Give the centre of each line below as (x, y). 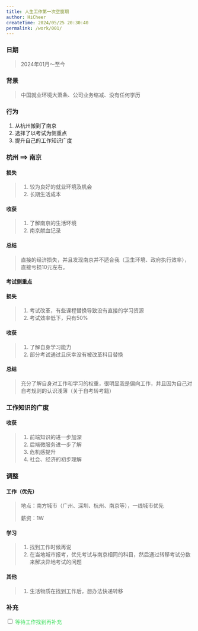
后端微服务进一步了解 (55, 444)
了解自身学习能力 (50, 347)
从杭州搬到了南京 (36, 126)
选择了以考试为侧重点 (41, 133)
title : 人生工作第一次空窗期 (38, 12)
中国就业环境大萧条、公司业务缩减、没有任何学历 (80, 95)
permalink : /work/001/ (34, 28)
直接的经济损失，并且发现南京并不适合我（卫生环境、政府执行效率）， (105, 260)
